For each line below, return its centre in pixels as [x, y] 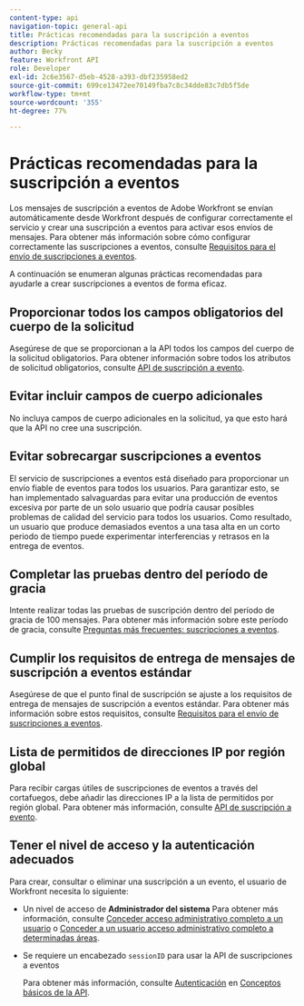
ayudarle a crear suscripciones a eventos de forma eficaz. [118, 284]
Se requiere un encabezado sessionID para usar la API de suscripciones [157, 955]
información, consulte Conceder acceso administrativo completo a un [153, 918]
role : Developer [40, 69]
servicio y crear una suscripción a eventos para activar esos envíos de [142, 227]
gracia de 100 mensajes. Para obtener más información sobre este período [149, 620]
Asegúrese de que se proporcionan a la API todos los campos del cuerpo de [152, 348]
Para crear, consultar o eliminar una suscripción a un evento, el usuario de [148, 881]
